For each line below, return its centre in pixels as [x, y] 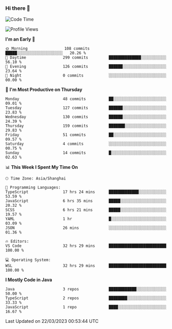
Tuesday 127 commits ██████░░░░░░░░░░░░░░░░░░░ [86, 108]
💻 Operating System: [28, 260]
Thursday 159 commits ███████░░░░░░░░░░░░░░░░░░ [86, 126]
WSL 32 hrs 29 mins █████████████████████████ [86, 266]
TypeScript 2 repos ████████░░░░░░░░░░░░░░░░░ [86, 298]
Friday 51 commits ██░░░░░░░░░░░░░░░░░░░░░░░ [86, 135]
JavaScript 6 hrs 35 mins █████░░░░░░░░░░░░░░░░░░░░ [86, 201]
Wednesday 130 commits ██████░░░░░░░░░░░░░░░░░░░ [86, 117]
